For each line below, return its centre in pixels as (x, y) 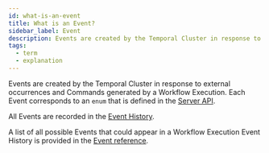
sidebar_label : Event (45, 31)
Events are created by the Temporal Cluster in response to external (120, 83)
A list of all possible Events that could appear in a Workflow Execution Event (134, 132)
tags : (17, 46)
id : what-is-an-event (45, 16)
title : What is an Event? (52, 23)
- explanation (39, 61)
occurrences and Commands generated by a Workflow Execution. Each (127, 92)
